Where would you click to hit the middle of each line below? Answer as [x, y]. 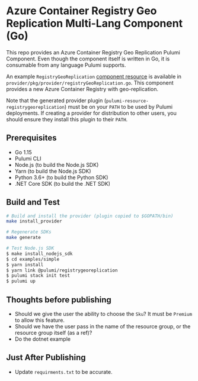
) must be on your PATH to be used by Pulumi [119, 106]
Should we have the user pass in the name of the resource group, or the [103, 326]
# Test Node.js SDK [30, 248]
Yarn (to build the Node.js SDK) [53, 171]
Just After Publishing [46, 358]
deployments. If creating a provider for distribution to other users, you [91, 113]
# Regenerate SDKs [29, 232]
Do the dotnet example [43, 339]
